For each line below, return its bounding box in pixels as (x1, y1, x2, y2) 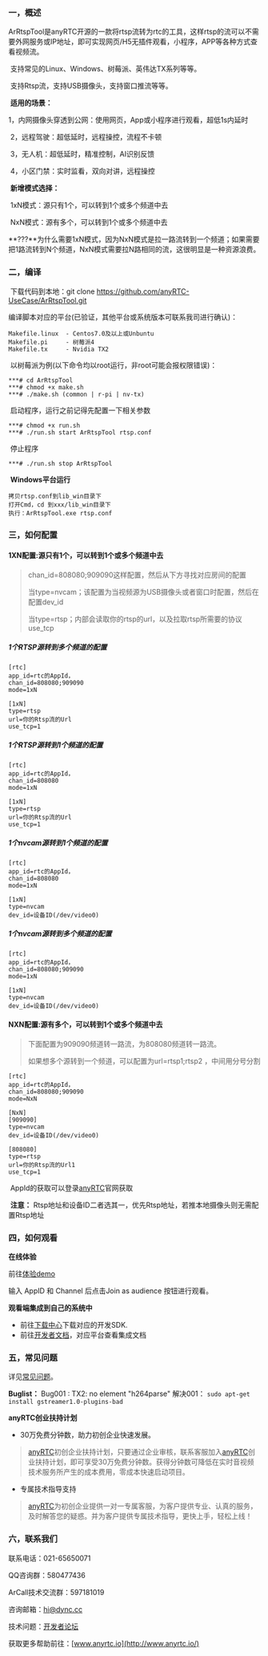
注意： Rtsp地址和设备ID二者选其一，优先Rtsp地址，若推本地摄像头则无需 (10, 1200, 252, 1210)
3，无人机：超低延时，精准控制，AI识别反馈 (10, 149, 155, 159)
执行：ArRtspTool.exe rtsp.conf (8, 509, 113, 517)
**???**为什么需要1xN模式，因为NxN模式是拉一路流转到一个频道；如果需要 (8, 234, 260, 244)
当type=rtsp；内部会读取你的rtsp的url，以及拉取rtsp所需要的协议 (27, 614, 242, 624)
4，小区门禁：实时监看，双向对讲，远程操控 (10, 166, 155, 176)
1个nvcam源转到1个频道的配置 (8, 838, 108, 848)
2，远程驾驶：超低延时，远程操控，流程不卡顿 (10, 132, 162, 142)
